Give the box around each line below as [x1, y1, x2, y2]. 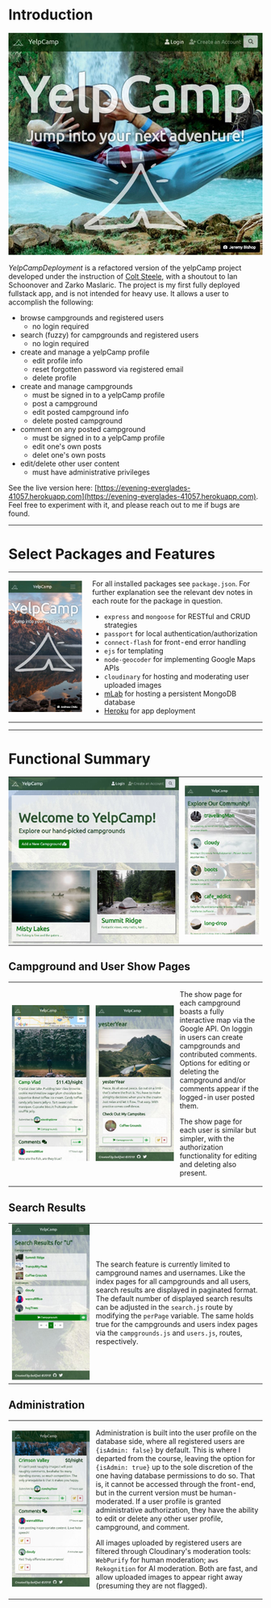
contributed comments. [179, 1049, 257, 1059]
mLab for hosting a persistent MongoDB [104, 689, 236, 699]
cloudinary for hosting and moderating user [104, 672, 249, 681]
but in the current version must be [95, 1488, 208, 1498]
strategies [104, 620, 138, 630]
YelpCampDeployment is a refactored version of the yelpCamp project [8, 263, 242, 273]
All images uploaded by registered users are [95, 1538, 242, 1547]
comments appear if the [179, 1084, 260, 1094]
